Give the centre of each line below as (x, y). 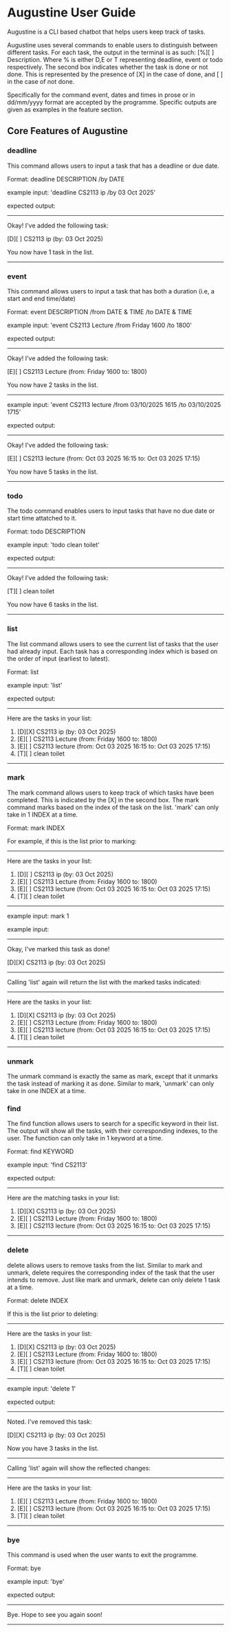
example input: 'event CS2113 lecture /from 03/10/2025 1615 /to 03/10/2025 (114, 404)
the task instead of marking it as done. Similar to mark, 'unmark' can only (111, 1083)
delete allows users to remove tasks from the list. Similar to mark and (105, 1265)
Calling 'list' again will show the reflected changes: (79, 1468)
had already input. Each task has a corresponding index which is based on (112, 651)
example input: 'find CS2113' (47, 1165)
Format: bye (24, 1568)
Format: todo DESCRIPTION (46, 531)
